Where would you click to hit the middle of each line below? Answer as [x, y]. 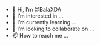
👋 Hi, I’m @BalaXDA [37, 9]
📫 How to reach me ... [40, 36]
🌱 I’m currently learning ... [44, 22]
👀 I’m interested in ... [38, 16]
